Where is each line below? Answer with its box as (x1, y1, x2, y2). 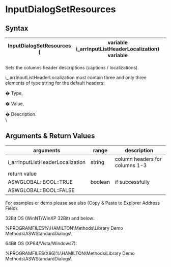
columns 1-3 (115, 162, 147, 169)
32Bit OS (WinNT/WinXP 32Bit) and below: (5, 215, 95, 221)
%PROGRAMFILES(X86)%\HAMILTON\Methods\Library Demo (5, 250, 135, 256)
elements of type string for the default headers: (5, 80, 105, 86)
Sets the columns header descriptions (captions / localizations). (5, 65, 139, 70)
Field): (5, 205, 19, 211)
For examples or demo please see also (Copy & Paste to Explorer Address (5, 200, 160, 206)
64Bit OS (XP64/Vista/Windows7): (5, 240, 77, 246)
